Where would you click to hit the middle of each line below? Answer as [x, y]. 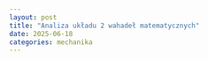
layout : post [33, 17]
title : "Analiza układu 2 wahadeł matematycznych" [104, 26]
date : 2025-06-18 [41, 34]
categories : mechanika [51, 42]
